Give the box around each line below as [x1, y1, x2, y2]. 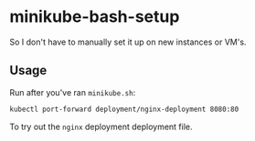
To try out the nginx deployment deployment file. [9, 121, 194, 132]
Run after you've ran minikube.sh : [9, 86, 136, 97]
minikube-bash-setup [9, 6, 180, 27]
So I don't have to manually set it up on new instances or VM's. [9, 36, 247, 47]
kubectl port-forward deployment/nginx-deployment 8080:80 [9, 105, 239, 114]
